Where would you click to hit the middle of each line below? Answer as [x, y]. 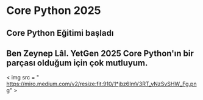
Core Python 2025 [54, 11]
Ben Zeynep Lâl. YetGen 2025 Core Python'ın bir [100, 53]
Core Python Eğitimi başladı [60, 33]
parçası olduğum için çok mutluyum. [77, 63]
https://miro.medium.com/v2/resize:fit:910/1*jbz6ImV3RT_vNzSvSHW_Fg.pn [101, 84]
